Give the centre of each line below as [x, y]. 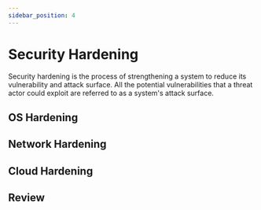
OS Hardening [43, 118]
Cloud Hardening [51, 171]
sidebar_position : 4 [42, 15]
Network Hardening [57, 144]
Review [27, 198]
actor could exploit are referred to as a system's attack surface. [111, 93]
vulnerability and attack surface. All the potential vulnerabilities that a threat [130, 84]
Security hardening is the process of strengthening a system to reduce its [127, 76]
